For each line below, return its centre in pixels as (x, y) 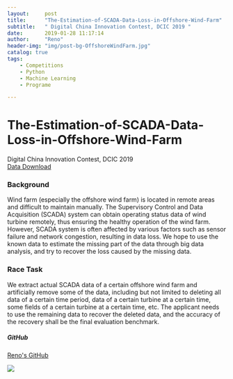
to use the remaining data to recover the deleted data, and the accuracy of (114, 314)
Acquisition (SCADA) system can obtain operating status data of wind (107, 215)
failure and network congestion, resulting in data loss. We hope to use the (113, 236)
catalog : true (28, 53)
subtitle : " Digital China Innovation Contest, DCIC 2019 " (99, 26)
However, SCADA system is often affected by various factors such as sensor (116, 229)
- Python (32, 72)
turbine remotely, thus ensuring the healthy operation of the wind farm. (109, 222)
